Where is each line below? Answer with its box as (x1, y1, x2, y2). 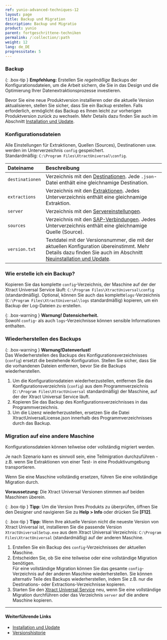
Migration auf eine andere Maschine (5, 432, 94, 439)
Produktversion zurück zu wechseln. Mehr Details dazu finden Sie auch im (5, 113, 158, 119)
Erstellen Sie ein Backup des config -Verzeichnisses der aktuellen (12, 544, 146, 550)
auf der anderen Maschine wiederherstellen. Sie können (37, 571, 153, 577)
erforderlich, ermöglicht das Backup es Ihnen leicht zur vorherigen (5, 108, 142, 114)
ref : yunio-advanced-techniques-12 (5, 7, 79, 12)
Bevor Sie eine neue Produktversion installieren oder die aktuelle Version (5, 97, 154, 103)
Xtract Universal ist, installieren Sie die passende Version (5, 524, 122, 530)
